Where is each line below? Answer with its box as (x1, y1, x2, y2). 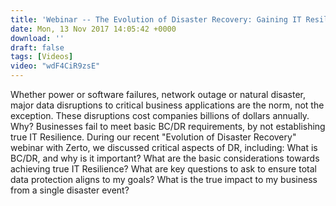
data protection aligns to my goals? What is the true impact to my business (10, 174, 318, 185)
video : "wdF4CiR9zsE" (10, 61, 101, 71)
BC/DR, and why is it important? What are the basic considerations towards (10, 152, 320, 164)
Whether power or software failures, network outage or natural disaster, (10, 89, 307, 100)
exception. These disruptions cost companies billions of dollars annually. (10, 110, 310, 121)
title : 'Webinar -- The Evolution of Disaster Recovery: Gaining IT (10, 14, 302, 25)
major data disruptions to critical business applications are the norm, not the (10, 99, 325, 111)
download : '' (10, 33, 65, 43)
